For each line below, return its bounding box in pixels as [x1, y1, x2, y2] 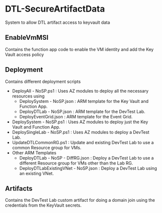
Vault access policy [5, 51, 44, 57]
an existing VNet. [19, 170, 54, 176]
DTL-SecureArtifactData [5, 3, 105, 15]
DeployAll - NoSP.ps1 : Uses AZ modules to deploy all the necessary [12, 88, 149, 94]
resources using [12, 93, 45, 99]
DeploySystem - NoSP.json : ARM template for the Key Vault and [19, 98, 149, 104]
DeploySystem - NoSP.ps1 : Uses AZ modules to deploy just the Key [12, 119, 148, 125]
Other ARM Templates [12, 149, 57, 156]
